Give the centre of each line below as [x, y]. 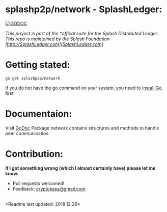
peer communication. [27, 133]
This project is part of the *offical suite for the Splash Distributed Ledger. [82, 33]
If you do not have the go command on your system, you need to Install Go [83, 88]
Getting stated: [38, 65]
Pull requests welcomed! [38, 183]
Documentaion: [39, 114]
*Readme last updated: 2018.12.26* [43, 204]
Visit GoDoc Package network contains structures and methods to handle [82, 128]
